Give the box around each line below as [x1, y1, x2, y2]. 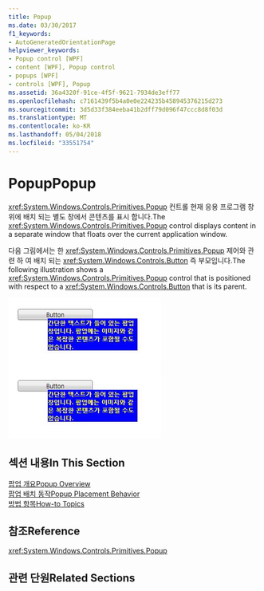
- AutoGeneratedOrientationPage [8, 38, 116, 46]
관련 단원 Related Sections [8, 571, 136, 585]
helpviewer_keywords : [8, 46, 81, 55]
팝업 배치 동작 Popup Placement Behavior [8, 489, 140, 498]
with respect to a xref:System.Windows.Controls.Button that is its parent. [8, 282, 247, 291]
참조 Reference [8, 524, 81, 538]
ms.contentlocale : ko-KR [8, 122, 91, 131]
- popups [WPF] [8, 72, 59, 80]
